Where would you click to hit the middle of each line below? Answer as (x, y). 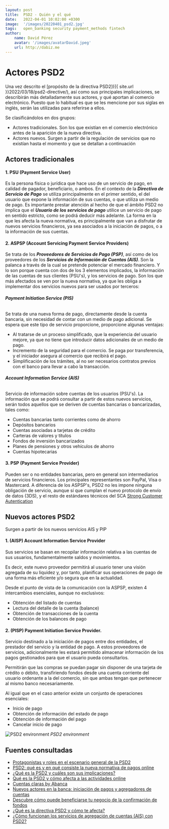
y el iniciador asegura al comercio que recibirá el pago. (70, 356)
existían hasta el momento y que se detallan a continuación (74, 143)
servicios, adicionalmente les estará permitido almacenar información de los (84, 652)
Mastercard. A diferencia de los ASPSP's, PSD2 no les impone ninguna (79, 485)
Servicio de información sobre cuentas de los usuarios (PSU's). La (74, 394)
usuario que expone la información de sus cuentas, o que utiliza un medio (82, 199)
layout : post (19, 10)
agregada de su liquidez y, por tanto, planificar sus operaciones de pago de (84, 572)
